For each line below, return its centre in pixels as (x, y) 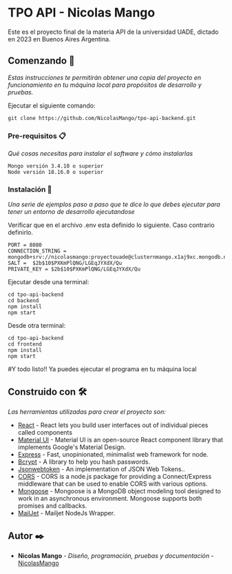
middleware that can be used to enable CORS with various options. (113, 484)
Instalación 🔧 (30, 189)
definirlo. (21, 232)
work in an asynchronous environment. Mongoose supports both (110, 499)
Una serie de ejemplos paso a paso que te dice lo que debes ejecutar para (114, 204)
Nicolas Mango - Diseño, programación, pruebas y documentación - (116, 555)
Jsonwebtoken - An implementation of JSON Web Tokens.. (101, 469)
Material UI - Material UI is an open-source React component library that (120, 440)
